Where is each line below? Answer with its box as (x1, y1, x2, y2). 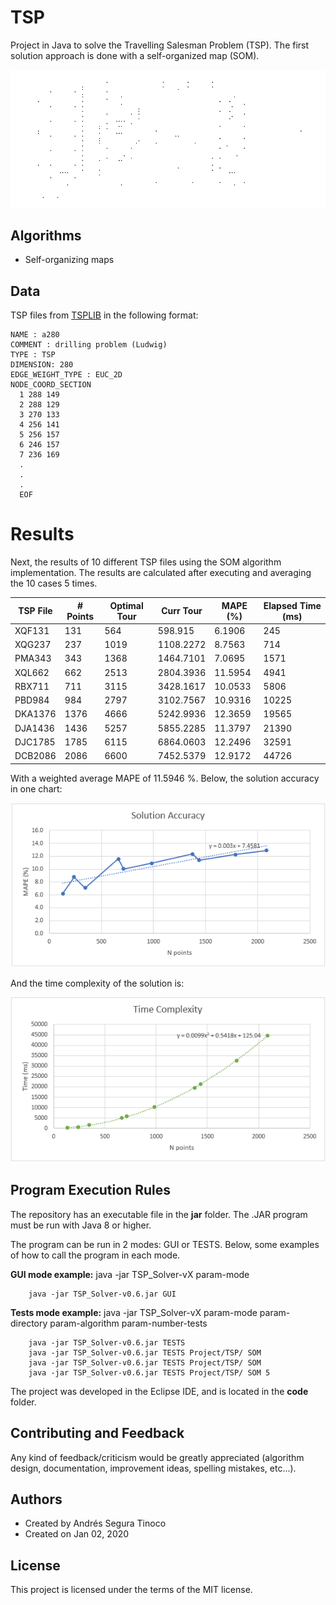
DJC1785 (14, 736, 56, 748)
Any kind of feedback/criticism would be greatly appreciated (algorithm (10, 1451, 305, 1463)
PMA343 (14, 652, 52, 665)
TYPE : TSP (10, 350, 56, 360)
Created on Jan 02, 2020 (24, 1528, 130, 1540)
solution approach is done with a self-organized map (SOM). (10, 49, 260, 61)
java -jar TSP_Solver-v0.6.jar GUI (28, 1289, 177, 1299)
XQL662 (14, 666, 50, 678)
